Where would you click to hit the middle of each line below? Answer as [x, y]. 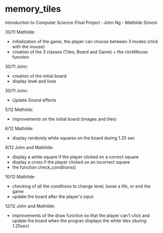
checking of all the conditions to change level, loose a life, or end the [81, 186]
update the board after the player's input [53, 196]
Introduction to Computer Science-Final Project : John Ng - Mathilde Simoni [81, 22]
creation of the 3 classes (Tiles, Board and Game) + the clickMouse [80, 52]
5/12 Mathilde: [19, 109]
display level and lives [34, 81]
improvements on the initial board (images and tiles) [64, 119]
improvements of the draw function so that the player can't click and [81, 215]
